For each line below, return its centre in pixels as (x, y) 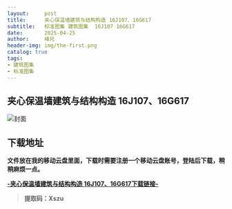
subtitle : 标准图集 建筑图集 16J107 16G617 (71, 26)
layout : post (32, 13)
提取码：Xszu (44, 199)
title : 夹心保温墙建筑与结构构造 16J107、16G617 (79, 20)
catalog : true (28, 52)
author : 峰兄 (31, 39)
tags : (15, 59)
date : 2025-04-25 (41, 33)
